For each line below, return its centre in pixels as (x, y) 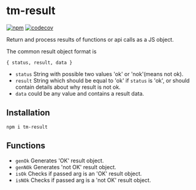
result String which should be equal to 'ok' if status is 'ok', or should (102, 80)
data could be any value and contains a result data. (80, 93)
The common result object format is (51, 51)
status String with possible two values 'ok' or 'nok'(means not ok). (99, 74)
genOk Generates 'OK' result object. (59, 161)
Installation (28, 113)
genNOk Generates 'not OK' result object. (66, 167)
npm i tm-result (27, 127)
